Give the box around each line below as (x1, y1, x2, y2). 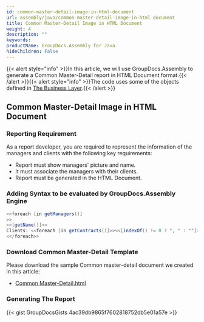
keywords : (6, 37, 32, 43)
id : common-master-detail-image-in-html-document (6, 8, 135, 15)
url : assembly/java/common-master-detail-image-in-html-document (6, 15, 175, 21)
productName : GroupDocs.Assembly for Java (6, 43, 115, 49)
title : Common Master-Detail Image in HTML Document (6, 20, 143, 26)
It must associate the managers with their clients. (15, 168, 138, 175)
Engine (6, 197, 27, 206)
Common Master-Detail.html (15, 280, 86, 287)
